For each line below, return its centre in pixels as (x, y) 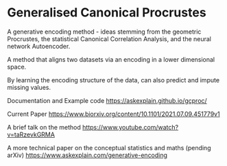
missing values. (29, 87)
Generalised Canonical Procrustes (107, 13)
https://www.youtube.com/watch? (130, 127)
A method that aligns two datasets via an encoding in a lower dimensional (111, 59)
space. (17, 67)
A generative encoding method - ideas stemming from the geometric (104, 32)
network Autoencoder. (39, 46)
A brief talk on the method (44, 127)
